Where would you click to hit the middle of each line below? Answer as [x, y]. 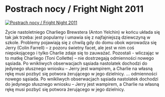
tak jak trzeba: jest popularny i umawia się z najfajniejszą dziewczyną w [78, 37]
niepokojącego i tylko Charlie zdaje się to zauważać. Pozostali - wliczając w [82, 53]
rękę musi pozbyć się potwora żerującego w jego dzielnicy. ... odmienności [81, 73]
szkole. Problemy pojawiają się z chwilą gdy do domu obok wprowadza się [81, 42]
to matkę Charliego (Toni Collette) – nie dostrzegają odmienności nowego [80, 58]
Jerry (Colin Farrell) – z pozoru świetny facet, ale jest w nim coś [70, 48]
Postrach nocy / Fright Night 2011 [74, 9]
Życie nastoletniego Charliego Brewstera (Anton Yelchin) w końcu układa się [82, 32]
